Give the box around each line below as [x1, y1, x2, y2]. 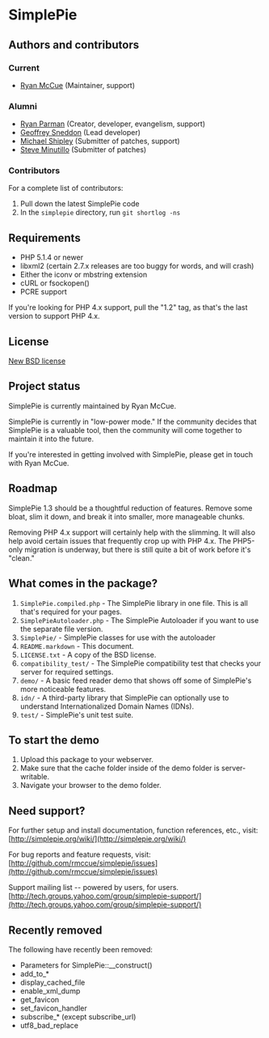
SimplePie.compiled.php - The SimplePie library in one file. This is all [19, 598, 248, 608]
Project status [8, 379, 81, 393]
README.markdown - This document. [19, 641, 135, 650]
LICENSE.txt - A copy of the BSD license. [19, 650, 157, 659]
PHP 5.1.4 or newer [19, 252, 83, 262]
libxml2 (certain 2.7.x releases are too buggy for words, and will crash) [19, 261, 254, 271]
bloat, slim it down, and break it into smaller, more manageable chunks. [8, 511, 245, 521]
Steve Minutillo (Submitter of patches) [19, 145, 147, 155]
